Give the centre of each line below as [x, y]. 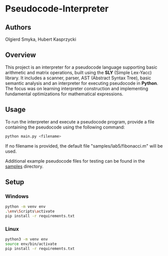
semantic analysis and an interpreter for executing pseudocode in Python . [82, 83]
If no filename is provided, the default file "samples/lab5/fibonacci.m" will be [84, 146]
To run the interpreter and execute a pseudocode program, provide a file [80, 121]
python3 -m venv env [27, 239]
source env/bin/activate [31, 244]
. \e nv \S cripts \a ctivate [30, 211]
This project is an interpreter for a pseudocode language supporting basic [81, 67]
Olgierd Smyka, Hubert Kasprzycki [41, 39]
